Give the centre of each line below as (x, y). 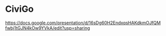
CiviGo (19, 9)
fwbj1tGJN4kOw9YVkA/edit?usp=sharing (48, 28)
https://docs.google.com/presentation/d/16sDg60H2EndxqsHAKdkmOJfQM (83, 23)
